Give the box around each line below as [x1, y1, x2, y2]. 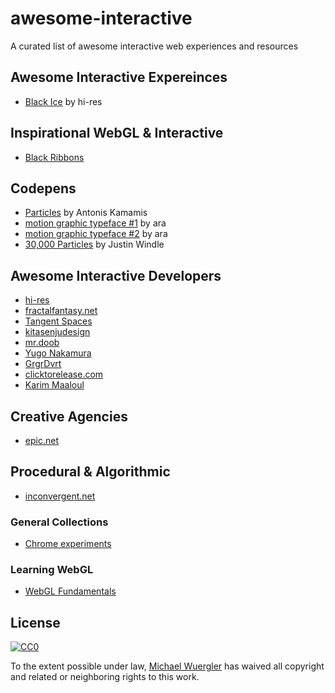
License [10, 614, 61, 631]
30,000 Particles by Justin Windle [24, 238, 165, 251]
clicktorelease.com [24, 368, 104, 381]
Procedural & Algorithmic [10, 463, 171, 481]
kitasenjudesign [24, 326, 91, 338]
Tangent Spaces [24, 315, 93, 327]
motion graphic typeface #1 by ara [24, 217, 167, 229]
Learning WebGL [10, 563, 94, 577]
